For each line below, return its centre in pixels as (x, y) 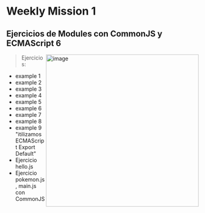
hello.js (24, 166)
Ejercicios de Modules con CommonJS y (85, 34)
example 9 (28, 128)
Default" (26, 154)
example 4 (28, 95)
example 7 (28, 115)
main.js (27, 186)
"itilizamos (28, 134)
